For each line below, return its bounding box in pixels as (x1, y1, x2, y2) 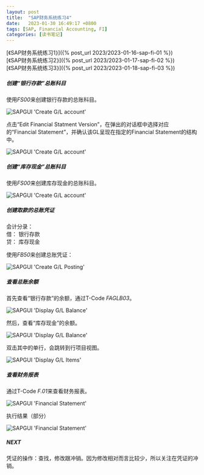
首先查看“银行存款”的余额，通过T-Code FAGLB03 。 (6, 295, 135, 302)
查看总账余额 (6, 278, 38, 285)
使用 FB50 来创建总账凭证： (6, 251, 73, 259)
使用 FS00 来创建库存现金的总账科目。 (6, 179, 100, 187)
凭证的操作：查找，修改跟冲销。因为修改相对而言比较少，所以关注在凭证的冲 (6, 454, 199, 462)
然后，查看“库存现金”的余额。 (6, 320, 81, 326)
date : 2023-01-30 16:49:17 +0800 (6, 20, 97, 26)
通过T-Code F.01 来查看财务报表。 (6, 387, 90, 395)
